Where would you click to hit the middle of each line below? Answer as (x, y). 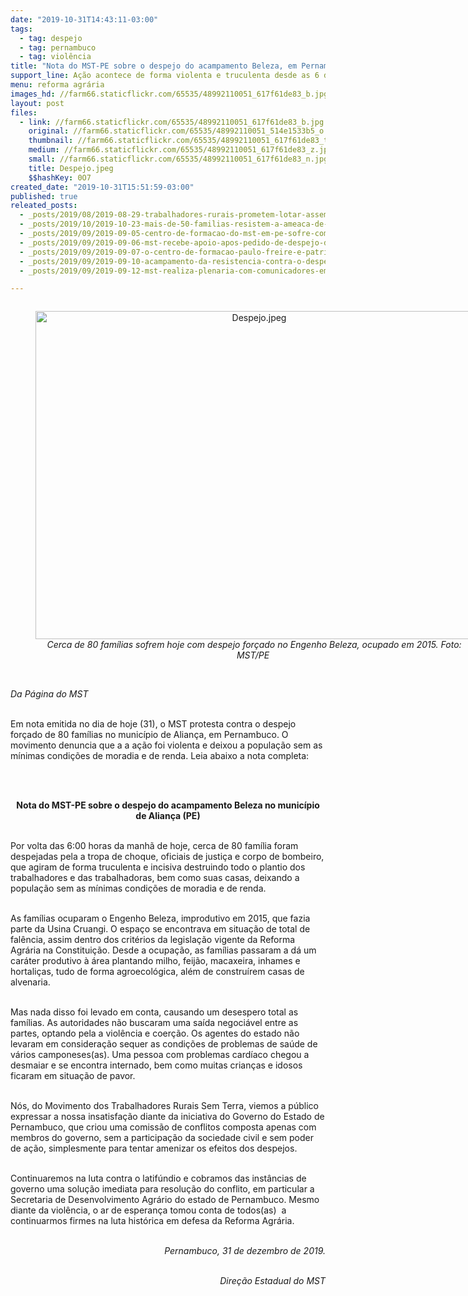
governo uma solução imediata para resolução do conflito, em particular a (162, 1189)
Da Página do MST (49, 694)
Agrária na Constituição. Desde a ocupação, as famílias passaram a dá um (163, 950)
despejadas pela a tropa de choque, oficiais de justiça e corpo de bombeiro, (167, 857)
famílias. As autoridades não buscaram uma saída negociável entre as (154, 1023)
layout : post (37, 103)
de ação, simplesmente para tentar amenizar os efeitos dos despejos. (154, 1148)
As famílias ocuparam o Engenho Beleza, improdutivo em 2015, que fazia (160, 918)
